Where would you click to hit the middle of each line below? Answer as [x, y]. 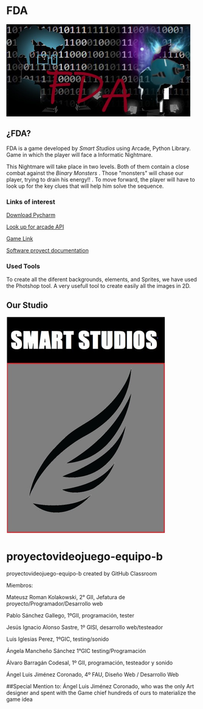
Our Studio [27, 305]
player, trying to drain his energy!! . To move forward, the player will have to [101, 179]
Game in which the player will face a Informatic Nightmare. [80, 155]
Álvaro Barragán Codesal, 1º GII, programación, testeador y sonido [90, 663]
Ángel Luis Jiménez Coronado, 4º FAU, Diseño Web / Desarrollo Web [93, 675]
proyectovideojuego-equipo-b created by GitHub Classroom [82, 574]
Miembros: [20, 585]
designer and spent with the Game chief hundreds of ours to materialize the [101, 693]
